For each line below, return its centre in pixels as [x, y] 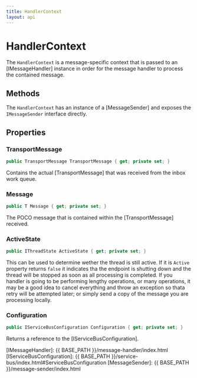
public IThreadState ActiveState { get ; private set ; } [76, 251]
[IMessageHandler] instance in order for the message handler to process [95, 69]
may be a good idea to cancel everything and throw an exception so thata [96, 288]
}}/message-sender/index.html [43, 369]
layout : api [21, 17]
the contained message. [35, 75]
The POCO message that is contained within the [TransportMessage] [90, 217]
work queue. [22, 179]
